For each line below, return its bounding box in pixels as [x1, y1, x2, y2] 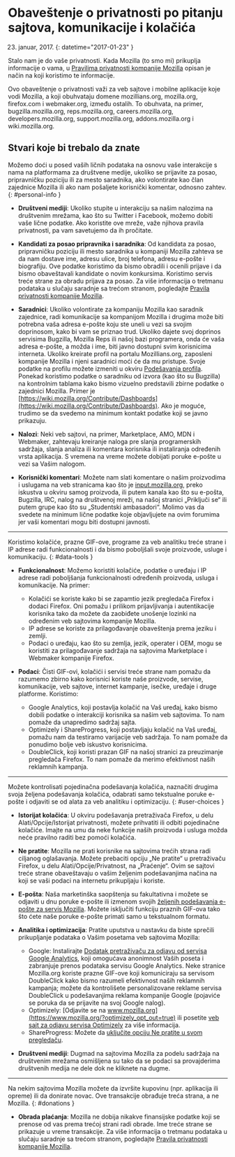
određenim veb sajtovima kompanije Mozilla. [28, 617, 156, 625]
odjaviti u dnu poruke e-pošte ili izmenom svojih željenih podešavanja [17, 897, 218, 906]
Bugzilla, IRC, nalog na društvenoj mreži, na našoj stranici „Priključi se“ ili [17, 495, 227, 503]
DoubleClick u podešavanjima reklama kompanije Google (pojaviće [28, 991, 220, 999]
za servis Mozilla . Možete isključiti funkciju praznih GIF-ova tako [36, 904, 220, 913]
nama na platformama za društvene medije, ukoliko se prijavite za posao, [8, 168, 218, 176]
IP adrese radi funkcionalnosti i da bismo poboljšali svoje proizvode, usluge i [8, 545, 227, 553]
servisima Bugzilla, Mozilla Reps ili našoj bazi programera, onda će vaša [17, 334, 225, 343]
